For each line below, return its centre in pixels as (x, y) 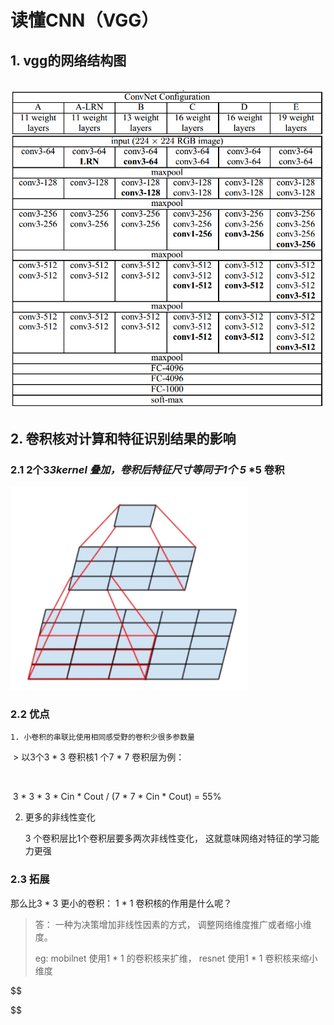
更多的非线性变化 (60, 817)
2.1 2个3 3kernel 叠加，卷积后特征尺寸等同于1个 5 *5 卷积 (147, 469)
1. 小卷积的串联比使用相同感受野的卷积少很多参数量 (102, 737)
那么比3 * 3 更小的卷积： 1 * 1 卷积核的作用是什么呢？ (121, 903)
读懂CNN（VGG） (85, 20)
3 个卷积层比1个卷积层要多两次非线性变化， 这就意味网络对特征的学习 (168, 838)
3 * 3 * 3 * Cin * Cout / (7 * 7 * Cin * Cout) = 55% (117, 797)
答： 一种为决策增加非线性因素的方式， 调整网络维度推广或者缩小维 (173, 924)
